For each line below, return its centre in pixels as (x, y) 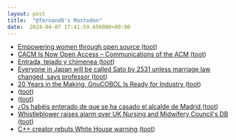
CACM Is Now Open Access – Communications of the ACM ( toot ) (112, 54)
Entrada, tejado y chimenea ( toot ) (66, 62)
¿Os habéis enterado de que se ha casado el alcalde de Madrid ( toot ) (118, 107)
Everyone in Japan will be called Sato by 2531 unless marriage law (114, 69)
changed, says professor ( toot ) (62, 77)
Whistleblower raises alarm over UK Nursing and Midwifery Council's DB (123, 114)
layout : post (26, 14)
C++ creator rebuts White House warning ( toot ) (86, 129)
